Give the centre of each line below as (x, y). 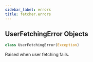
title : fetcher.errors (28, 14)
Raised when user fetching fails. (37, 55)
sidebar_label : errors (28, 10)
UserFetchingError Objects (47, 34)
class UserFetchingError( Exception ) (42, 45)
